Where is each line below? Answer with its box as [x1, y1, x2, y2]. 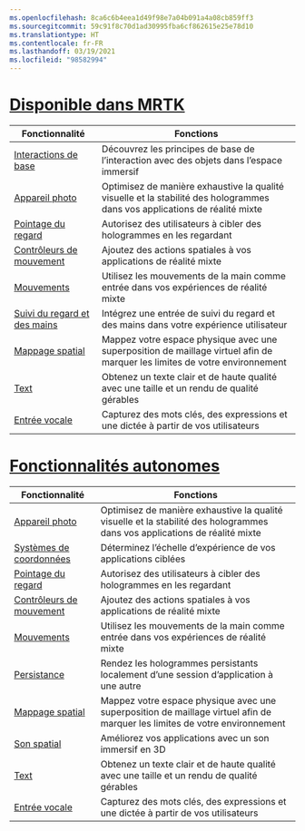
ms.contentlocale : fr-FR [9, 38, 103, 48]
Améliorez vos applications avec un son [100, 731, 270, 744]
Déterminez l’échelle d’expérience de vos [100, 541, 276, 553]
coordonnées [14, 552, 71, 565]
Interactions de [14, 148, 79, 161]
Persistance [14, 668, 65, 680]
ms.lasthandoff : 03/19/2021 [9, 47, 116, 56]
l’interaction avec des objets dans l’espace [101, 153, 283, 166]
